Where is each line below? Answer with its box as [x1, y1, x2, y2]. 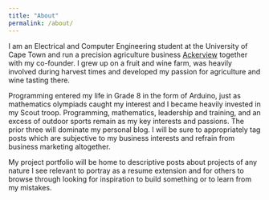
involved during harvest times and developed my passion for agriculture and [8, 66, 261, 76]
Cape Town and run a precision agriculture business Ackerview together [8, 50, 248, 59]
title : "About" [8, 11, 59, 20]
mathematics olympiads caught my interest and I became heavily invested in [8, 99, 261, 109]
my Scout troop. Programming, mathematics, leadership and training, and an [8, 107, 261, 117]
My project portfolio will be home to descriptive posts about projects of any [8, 157, 258, 166]
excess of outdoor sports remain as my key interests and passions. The [8, 116, 245, 126]
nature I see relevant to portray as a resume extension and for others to [8, 166, 245, 175]
